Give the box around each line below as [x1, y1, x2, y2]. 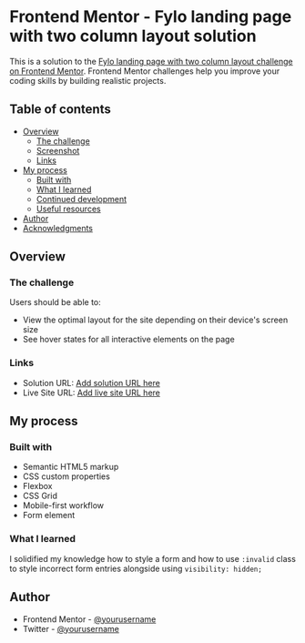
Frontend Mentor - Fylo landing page [9, 6, 292, 27]
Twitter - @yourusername [22, 623, 120, 634]
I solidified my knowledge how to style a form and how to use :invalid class [9, 553, 296, 564]
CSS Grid [22, 490, 57, 502]
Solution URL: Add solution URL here [22, 377, 161, 388]
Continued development [36, 193, 127, 204]
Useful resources [36, 203, 102, 214]
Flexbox [22, 481, 53, 492]
